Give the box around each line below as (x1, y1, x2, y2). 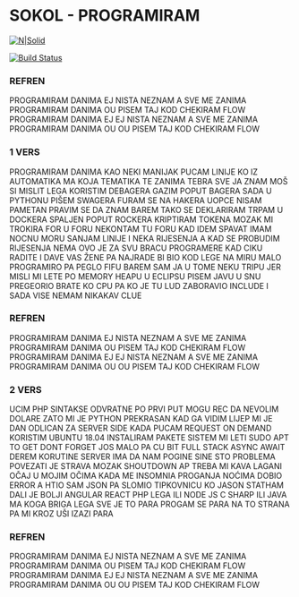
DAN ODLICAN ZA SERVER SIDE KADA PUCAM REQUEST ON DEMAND (9, 422, 272, 434)
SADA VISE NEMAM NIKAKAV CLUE (9, 290, 142, 301)
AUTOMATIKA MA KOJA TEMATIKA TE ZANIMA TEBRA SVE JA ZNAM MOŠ (9, 175, 288, 186)
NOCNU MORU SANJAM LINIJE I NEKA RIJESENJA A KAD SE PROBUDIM (9, 233, 280, 243)
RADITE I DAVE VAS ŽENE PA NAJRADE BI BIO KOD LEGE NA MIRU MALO (9, 252, 282, 262)
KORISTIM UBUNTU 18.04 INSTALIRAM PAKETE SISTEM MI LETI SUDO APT (9, 432, 289, 443)
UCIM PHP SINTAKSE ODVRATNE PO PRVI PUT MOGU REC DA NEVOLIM (9, 404, 279, 414)
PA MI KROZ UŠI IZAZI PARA (9, 508, 114, 519)
